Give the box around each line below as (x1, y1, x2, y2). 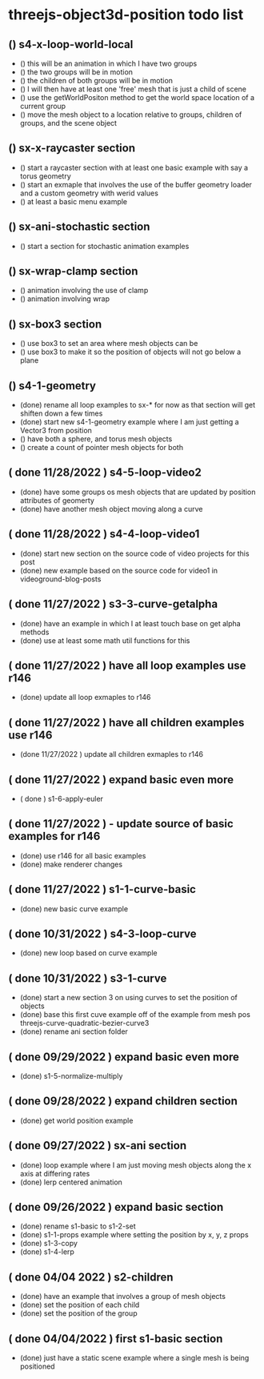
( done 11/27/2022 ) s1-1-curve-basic (8, 882, 196, 896)
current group (19, 102, 66, 111)
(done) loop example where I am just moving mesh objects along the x (19, 1160, 252, 1170)
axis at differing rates (19, 1168, 90, 1178)
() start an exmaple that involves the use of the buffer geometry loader (19, 179, 252, 189)
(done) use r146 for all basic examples (19, 850, 146, 860)
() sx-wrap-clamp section (8, 264, 138, 278)
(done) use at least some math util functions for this (19, 635, 190, 645)
